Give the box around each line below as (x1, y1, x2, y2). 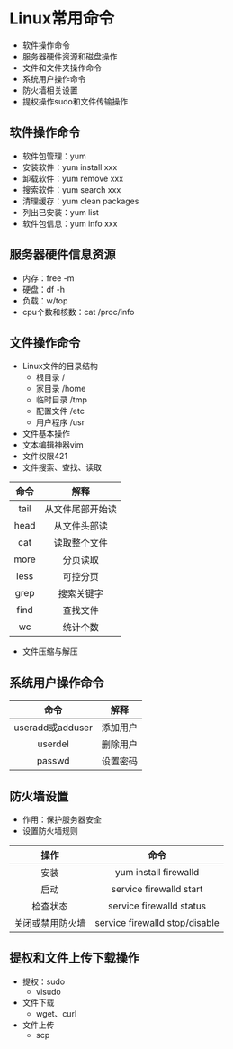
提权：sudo (22, 976, 66, 987)
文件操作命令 (9, 335, 81, 350)
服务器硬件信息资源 (9, 247, 116, 262)
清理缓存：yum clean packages (22, 195, 139, 206)
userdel (37, 737, 69, 750)
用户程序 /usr (35, 417, 85, 428)
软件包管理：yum (22, 150, 87, 161)
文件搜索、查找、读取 (22, 462, 102, 473)
